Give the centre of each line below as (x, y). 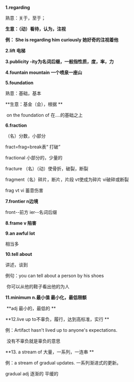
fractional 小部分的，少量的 (34, 158)
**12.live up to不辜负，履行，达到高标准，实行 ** (57, 319)
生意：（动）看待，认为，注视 (36, 29)
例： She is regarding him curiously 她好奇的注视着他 (62, 40)
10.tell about (19, 254)
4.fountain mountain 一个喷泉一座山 (44, 72)
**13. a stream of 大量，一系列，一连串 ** (50, 352)
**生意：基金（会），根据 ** (34, 104)
